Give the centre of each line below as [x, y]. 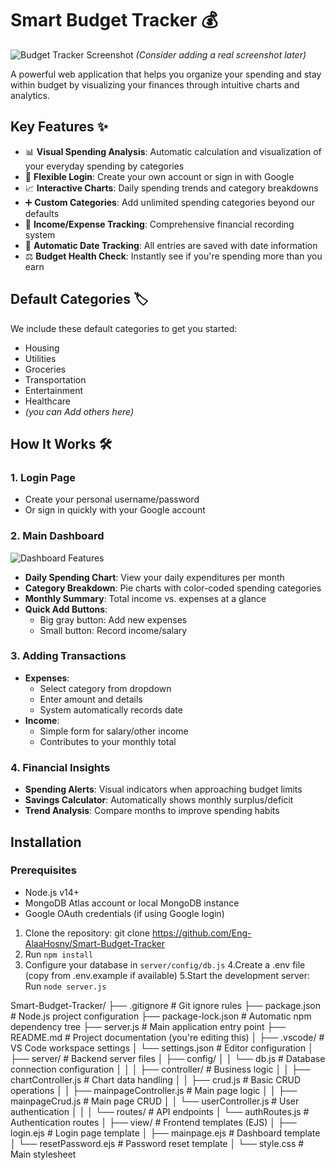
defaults [42, 213]
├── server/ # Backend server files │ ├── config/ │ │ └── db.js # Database [168, 1058]
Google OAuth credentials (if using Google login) [124, 913]
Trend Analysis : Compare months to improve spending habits [152, 811]
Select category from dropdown [105, 688]
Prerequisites [43, 870]
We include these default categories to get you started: [124, 328]
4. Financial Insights [60, 767]
